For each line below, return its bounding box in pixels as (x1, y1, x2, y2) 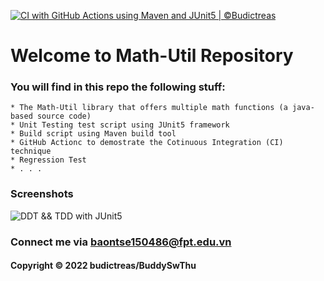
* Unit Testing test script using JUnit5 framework (10, 120, 230, 130)
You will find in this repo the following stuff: (10, 80, 226, 94)
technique (10, 146, 52, 157)
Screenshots (10, 187, 74, 201)
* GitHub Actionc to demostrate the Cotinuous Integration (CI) (10, 138, 284, 148)
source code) (36, 111, 92, 122)
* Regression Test (10, 155, 87, 165)
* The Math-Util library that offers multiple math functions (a (10, 103, 288, 113)
